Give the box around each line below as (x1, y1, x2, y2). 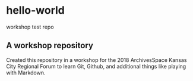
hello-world (6, 4, 65, 17)
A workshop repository (6, 40, 94, 51)
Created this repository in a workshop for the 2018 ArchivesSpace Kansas (6, 56, 187, 63)
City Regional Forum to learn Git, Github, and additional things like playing (6, 63, 186, 70)
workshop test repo (6, 23, 55, 30)
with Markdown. (6, 69, 46, 76)
